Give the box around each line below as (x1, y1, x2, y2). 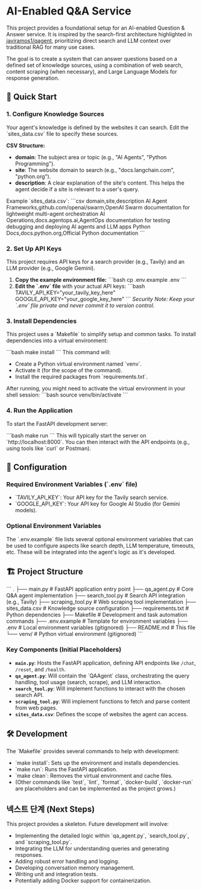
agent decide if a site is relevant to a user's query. (14, 185, 140, 192)
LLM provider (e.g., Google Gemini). (6, 264, 95, 272)
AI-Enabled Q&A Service (6, 4, 131, 18)
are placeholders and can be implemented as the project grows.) (14, 785, 176, 792)
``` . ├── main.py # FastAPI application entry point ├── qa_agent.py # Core (6, 585, 194, 593)
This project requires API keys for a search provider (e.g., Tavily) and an (6, 258, 185, 265)
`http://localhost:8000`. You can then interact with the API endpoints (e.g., (6, 438, 190, 445)
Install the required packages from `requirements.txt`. (14, 373, 148, 381)
